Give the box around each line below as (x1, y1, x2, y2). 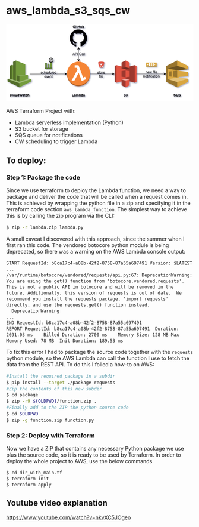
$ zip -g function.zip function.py (6, 417, 94, 423)
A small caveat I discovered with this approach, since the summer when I (6, 235, 185, 242)
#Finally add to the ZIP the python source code (6, 405, 129, 411)
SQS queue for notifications (14, 132, 83, 139)
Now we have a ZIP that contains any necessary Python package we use (6, 445, 184, 452)
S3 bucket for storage (14, 125, 68, 132)
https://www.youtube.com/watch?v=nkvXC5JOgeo (6, 514, 131, 521)
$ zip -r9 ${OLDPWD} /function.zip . (6, 398, 97, 405)
